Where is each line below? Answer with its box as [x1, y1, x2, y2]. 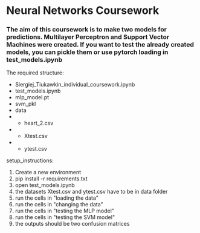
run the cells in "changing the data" [15, 201, 104, 208]
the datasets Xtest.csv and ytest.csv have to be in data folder [15, 188, 168, 195]
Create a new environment [15, 169, 82, 176]
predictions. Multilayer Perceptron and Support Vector [6, 33, 170, 41]
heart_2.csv [24, 119, 54, 127]
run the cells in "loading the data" [15, 194, 98, 202]
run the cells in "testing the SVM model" [15, 214, 115, 221]
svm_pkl [15, 100, 36, 108]
